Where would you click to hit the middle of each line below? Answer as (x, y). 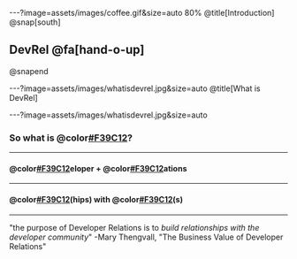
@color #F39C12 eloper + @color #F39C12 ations (98, 168)
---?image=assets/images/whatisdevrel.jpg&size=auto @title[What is (135, 88)
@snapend (29, 71)
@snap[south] (35, 22)
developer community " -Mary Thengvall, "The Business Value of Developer (146, 237)
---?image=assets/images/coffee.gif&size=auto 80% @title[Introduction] (142, 13)
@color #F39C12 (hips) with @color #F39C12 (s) (96, 199)
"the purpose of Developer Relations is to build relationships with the (134, 227)
